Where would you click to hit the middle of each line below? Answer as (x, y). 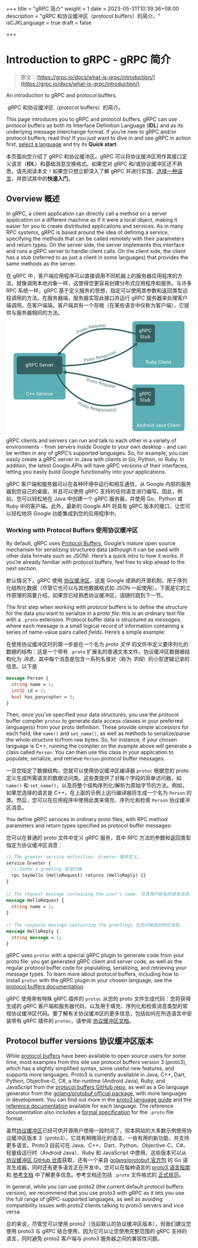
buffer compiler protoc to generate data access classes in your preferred (95, 720)
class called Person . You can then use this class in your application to (90, 752)
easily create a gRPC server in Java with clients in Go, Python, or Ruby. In (95, 459)
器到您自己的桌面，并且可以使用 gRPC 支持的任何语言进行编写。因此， (92, 492)
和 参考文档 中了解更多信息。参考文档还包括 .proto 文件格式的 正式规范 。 (95, 1174)
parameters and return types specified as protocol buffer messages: (89, 825)
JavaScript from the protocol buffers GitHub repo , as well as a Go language (98, 1087)
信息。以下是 (22, 666)
